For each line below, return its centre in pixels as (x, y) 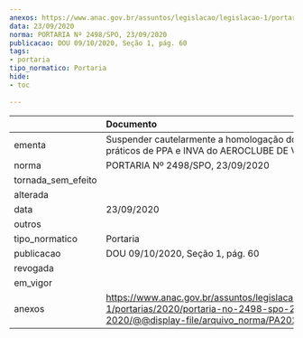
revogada (34, 268)
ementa (30, 145)
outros (28, 224)
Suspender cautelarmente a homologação (195, 139)
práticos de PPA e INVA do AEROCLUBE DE (197, 150)
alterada (32, 194)
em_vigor (33, 283)
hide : (19, 77)
